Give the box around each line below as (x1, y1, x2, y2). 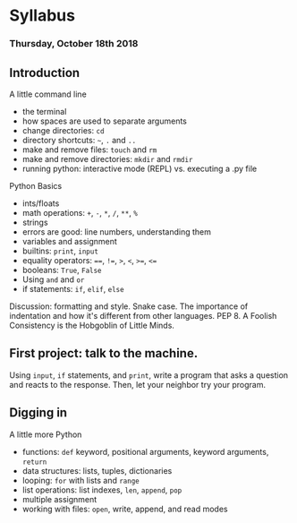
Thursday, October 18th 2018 (9, 38, 139, 50)
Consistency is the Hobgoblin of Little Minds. (9, 320, 174, 330)
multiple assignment (21, 493, 98, 504)
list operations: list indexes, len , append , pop (21, 484, 182, 495)
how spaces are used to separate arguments (21, 116, 188, 126)
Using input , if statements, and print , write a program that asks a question (9, 369, 289, 381)
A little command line (9, 89, 87, 99)
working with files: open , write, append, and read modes (21, 503, 228, 514)
